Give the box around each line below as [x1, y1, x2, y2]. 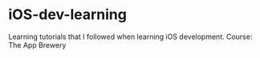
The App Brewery [8, 40, 67, 49]
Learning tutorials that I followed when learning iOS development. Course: [8, 32, 253, 41]
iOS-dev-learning [8, 6, 127, 24]
